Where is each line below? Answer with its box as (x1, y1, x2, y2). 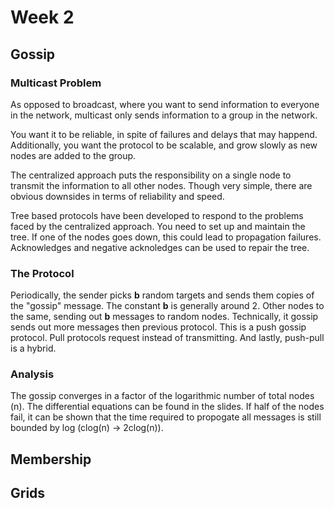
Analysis (10, 367, 55, 381)
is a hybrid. (10, 342, 57, 355)
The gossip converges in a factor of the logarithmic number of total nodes (10, 390, 315, 402)
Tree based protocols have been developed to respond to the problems (10, 209, 304, 221)
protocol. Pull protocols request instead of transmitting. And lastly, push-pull (10, 332, 325, 344)
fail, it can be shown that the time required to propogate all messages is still (10, 411, 322, 423)
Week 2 (10, 6, 75, 29)
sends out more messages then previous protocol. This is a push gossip (10, 321, 307, 333)
